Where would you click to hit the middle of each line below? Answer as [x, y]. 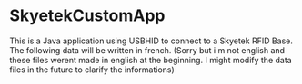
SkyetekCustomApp [87, 16]
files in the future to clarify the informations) [92, 70]
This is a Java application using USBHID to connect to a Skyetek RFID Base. [151, 41]
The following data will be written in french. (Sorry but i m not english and [147, 50]
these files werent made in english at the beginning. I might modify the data [151, 60]
